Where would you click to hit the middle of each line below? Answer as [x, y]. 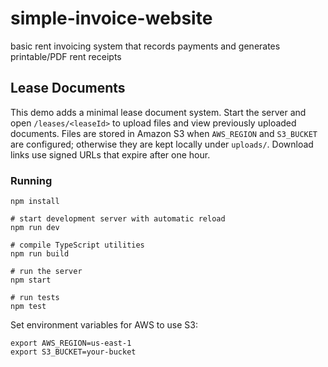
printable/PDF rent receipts [66, 56]
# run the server [46, 272]
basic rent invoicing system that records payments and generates [145, 46]
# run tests [35, 298]
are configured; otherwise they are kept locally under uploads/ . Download [162, 144]
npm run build [40, 254]
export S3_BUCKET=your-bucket [73, 352]
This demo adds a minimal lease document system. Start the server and [158, 112]
